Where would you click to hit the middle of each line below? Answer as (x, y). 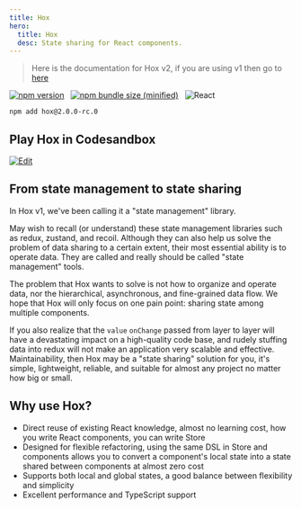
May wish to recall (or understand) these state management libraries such (146, 228)
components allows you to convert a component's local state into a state (157, 456)
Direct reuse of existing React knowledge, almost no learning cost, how (154, 427)
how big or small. (41, 378)
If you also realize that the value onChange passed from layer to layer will (142, 330)
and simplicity (48, 485)
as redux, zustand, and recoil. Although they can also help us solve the (140, 237)
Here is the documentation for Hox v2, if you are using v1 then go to (157, 68)
